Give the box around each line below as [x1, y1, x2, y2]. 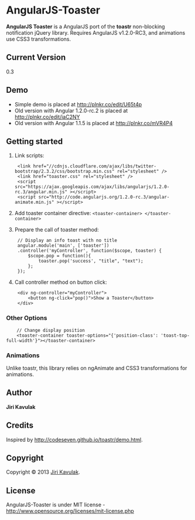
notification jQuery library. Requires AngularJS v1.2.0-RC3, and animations [6, 29, 186, 36]
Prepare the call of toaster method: [14, 226, 100, 233]
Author [6, 388, 32, 398]
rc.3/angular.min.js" [14, 189, 67, 195]
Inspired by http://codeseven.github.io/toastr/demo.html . [6, 436, 143, 443]
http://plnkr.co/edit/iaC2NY [14, 113, 80, 120]
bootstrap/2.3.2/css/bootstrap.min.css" [14, 169, 115, 175]
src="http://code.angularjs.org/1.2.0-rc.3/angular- [38, 194, 170, 200]
